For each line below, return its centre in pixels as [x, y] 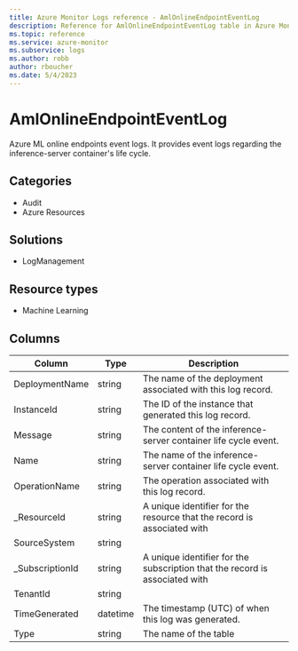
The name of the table [188, 633]
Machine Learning [55, 311]
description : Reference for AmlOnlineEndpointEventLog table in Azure [142, 26]
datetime [116, 614]
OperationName [47, 486]
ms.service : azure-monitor [59, 42]
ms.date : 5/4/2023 [43, 75]
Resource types [54, 289]
